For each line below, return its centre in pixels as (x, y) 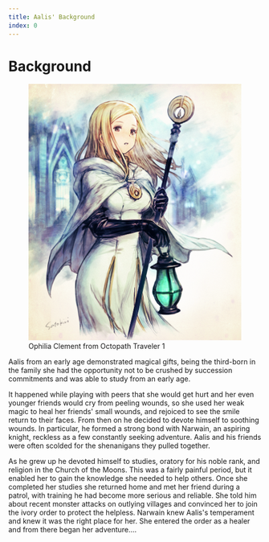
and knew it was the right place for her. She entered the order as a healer (129, 521)
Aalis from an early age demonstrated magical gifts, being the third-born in (132, 362)
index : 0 (23, 25)
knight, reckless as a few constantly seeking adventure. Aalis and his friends (135, 437)
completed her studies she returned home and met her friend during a (124, 487)
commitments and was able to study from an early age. (100, 379)
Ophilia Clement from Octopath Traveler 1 (97, 347)
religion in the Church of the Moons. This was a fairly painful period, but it (130, 470)
